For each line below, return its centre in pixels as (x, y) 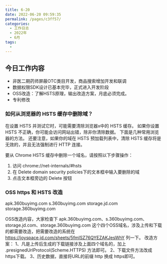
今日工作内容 (25, 68)
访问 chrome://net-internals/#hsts (47, 165)
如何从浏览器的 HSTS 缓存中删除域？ (49, 114)
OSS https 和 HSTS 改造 (34, 192)
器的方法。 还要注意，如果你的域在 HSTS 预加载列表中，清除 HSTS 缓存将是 (83, 138)
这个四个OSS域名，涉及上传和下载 (127, 225)
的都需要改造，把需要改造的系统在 (40, 232)
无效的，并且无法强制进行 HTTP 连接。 (45, 144)
